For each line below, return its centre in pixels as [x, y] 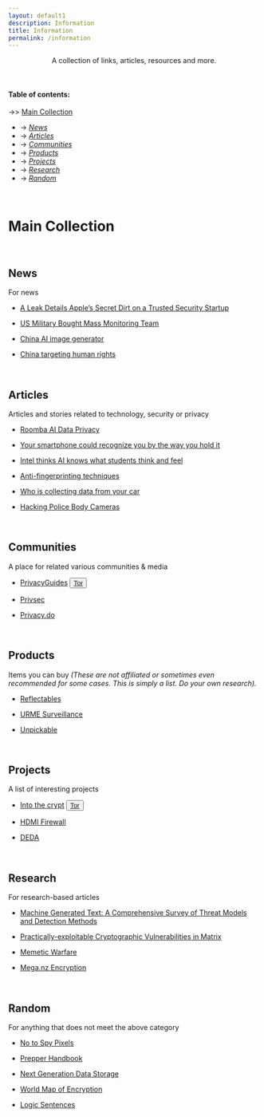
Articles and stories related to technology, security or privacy [109, 414]
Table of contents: [39, 94]
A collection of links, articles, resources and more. [134, 61]
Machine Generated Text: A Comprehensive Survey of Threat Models [133, 913]
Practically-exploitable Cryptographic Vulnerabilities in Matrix [120, 937]
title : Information [41, 30]
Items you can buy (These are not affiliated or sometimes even [112, 674]
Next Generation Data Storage [69, 1074]
